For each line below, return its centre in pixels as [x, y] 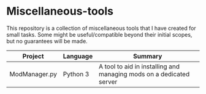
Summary [147, 56]
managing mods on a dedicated [144, 74]
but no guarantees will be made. [47, 41]
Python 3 [76, 74]
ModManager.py [33, 74]
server [108, 82]
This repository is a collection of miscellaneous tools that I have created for [101, 28]
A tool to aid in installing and [139, 67]
